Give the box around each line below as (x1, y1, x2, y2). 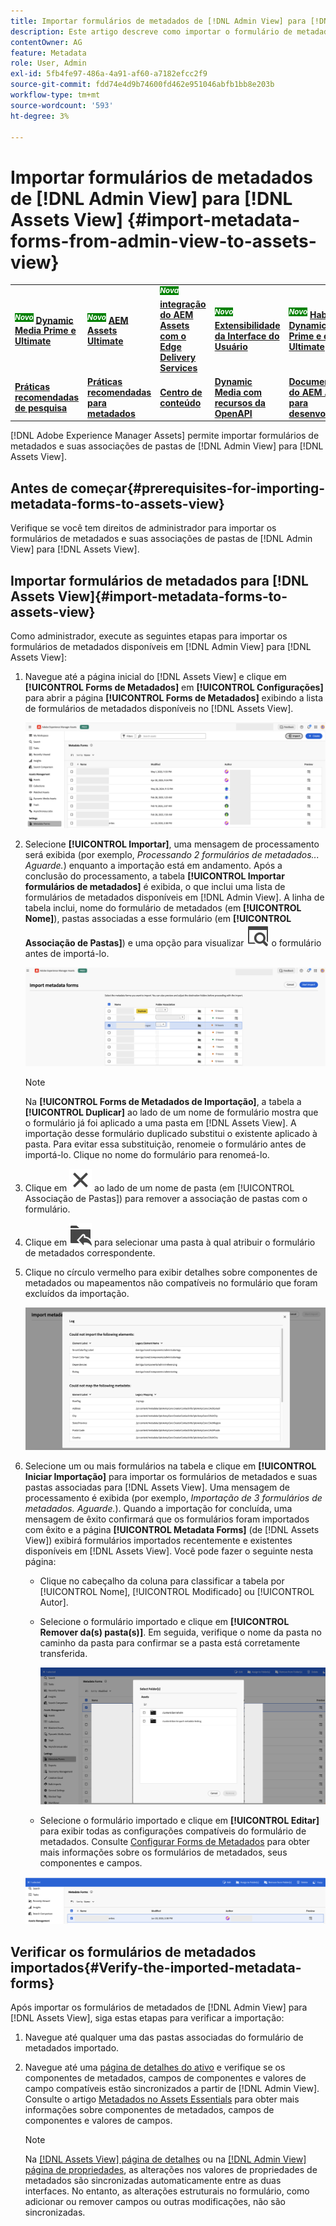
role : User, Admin (10, 58, 87, 69)
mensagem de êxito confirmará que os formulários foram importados (24, 1513, 310, 1525)
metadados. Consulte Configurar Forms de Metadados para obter (39, 1835, 311, 1847)
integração (159, 298, 207, 310)
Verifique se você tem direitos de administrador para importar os (10, 522, 277, 534)
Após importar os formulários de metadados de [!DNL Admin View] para (10, 2001, 308, 2013)
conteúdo (159, 396, 202, 409)
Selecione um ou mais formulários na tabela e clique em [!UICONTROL (24, 1460, 317, 1472)
